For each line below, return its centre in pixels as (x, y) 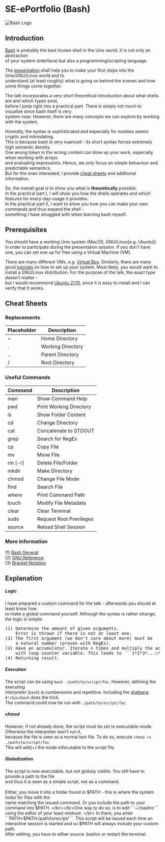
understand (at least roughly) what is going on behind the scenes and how (80, 80)
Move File (48, 455)
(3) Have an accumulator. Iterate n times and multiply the (79, 648)
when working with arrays (31, 157)
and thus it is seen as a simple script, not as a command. (62, 782)
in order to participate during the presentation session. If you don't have (78, 247)
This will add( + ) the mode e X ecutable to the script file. (60, 747)
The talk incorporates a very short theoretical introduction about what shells (82, 95)
